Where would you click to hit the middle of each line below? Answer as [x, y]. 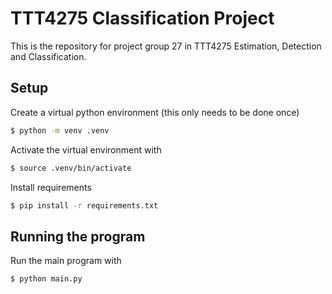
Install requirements [51, 187]
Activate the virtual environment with [86, 149]
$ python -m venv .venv [60, 130]
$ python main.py [46, 279]
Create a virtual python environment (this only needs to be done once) [155, 112]
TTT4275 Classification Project [142, 18]
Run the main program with [66, 261]
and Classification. [48, 56]
